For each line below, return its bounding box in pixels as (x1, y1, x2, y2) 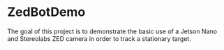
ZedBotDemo (7, 4, 86, 20)
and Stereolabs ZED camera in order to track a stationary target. (7, 34, 192, 42)
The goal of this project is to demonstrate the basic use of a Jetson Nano (7, 27, 218, 35)
